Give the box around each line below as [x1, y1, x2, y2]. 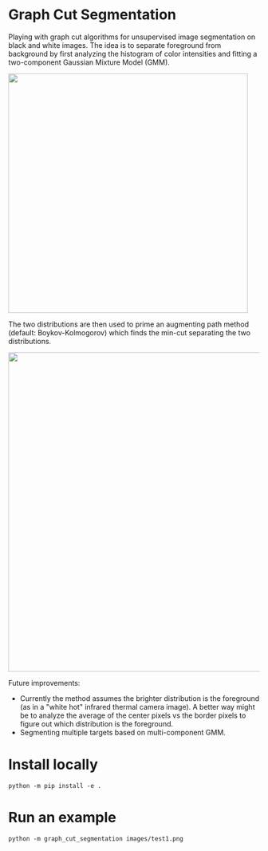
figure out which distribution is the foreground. [19, 718, 174, 728]
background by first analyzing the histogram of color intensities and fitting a [8, 49, 258, 58]
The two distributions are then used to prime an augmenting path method [8, 319, 250, 329]
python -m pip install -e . [8, 782, 102, 790]
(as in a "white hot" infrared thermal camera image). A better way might [19, 702, 255, 711]
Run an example [8, 809, 117, 827]
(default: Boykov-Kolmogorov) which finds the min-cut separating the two [8, 327, 251, 337]
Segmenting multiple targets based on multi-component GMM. [19, 727, 226, 737]
